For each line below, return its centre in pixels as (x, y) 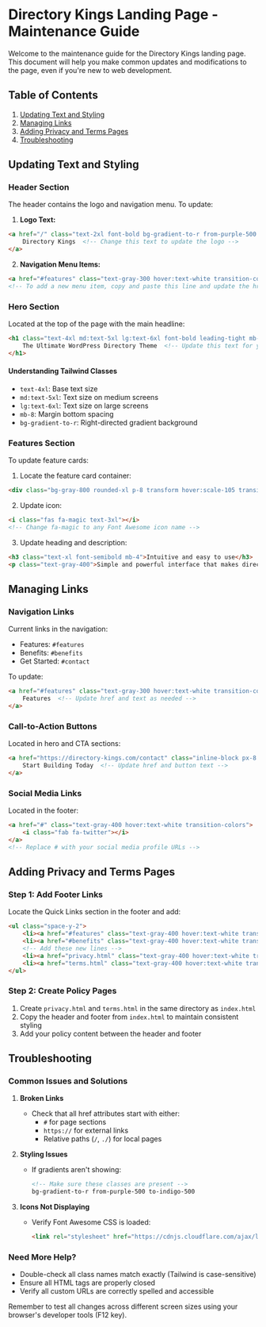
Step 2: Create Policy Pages (63, 991)
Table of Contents (53, 96)
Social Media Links (45, 793)
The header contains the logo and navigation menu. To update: (111, 205)
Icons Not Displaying (55, 1207)
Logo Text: (38, 220)
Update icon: (40, 506)
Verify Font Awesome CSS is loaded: (91, 1222)
